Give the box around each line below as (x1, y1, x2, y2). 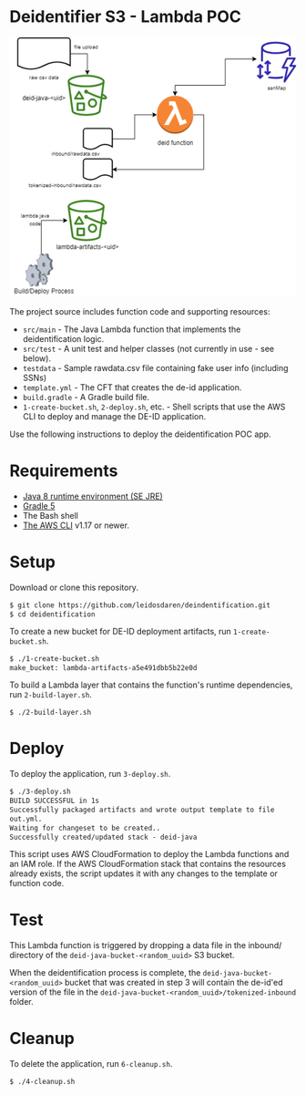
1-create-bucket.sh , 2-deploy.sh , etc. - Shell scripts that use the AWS (22, 401, 286, 412)
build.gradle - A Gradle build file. (22, 391, 150, 402)
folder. (9, 996, 34, 1007)
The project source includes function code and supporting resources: (9, 305, 270, 316)
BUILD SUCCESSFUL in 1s (9, 796, 100, 805)
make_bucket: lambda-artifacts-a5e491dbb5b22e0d (9, 663, 198, 672)
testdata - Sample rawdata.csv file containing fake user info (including (22, 362, 289, 373)
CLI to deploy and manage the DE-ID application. (22, 410, 207, 421)
